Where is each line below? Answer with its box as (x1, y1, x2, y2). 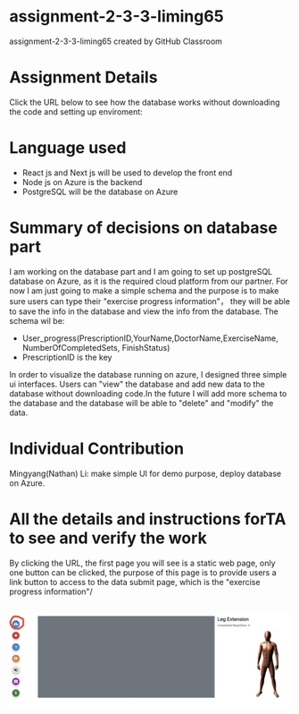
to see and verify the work (9, 528, 207, 548)
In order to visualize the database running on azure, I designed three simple (9, 369, 287, 379)
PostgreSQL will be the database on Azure (21, 186, 179, 197)
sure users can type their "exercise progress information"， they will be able (9, 295, 290, 306)
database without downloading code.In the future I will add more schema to (9, 387, 287, 399)
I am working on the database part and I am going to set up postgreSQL (9, 266, 273, 276)
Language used (9, 138, 127, 158)
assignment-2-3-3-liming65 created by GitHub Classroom (9, 36, 223, 47)
